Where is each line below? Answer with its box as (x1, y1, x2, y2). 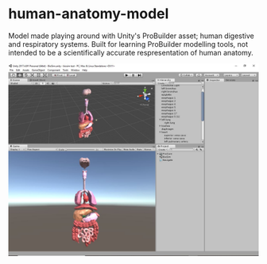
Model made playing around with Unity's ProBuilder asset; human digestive (8, 31, 254, 40)
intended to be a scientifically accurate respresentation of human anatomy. (8, 48, 254, 57)
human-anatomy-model (8, 5, 169, 23)
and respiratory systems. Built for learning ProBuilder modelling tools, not (8, 39, 249, 48)
